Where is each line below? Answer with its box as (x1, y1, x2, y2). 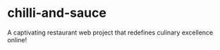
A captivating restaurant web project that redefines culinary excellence (7, 28, 214, 37)
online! (7, 35, 27, 44)
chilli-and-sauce (7, 5, 107, 21)
